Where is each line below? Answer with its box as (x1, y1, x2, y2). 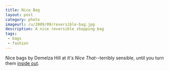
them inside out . (5, 60, 39, 66)
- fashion (7, 41, 29, 46)
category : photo (5, 17, 40, 22)
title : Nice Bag (5, 7, 40, 13)
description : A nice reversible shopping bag (5, 27, 104, 32)
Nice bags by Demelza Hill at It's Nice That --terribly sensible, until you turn (5, 55, 164, 61)
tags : (5, 31, 17, 36)
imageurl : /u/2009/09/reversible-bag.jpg (5, 21, 95, 27)
